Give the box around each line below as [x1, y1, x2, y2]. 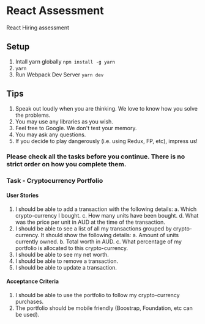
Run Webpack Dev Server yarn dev [15, 71, 104, 78]
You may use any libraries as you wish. [15, 117, 113, 125]
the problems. [15, 111, 51, 119]
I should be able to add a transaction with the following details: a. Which [15, 205, 197, 213]
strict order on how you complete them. [6, 160, 127, 169]
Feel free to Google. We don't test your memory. [15, 124, 137, 131]
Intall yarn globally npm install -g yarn [15, 57, 116, 65]
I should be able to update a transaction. [15, 263, 117, 271]
